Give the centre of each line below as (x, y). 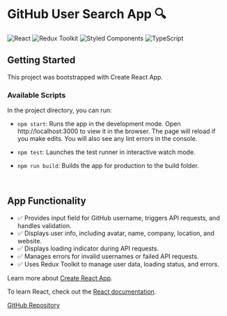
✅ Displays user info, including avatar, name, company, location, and (116, 233)
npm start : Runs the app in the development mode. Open (99, 124)
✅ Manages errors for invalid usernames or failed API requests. (108, 256)
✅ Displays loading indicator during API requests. (88, 248)
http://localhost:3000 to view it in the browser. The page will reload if (116, 131)
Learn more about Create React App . (60, 278)
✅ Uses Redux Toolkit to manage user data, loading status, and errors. (118, 264)
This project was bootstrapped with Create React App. (85, 77)
